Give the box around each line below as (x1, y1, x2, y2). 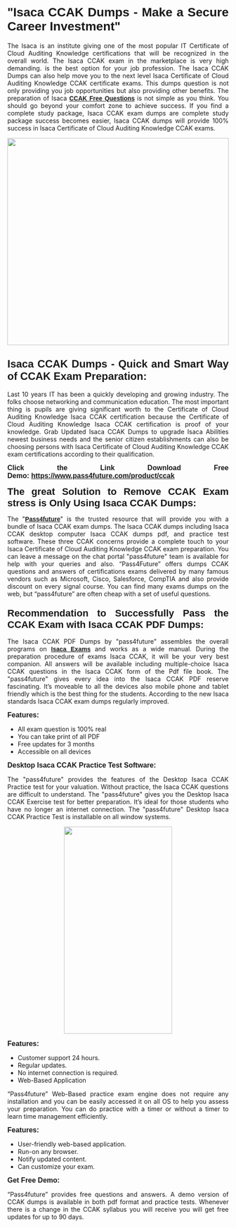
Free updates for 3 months (17, 740, 95, 749)
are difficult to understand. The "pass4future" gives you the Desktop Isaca (7, 790, 229, 799)
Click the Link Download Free (7, 463, 229, 472)
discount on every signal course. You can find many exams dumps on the (7, 582, 229, 590)
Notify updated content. (17, 1155, 87, 1164)
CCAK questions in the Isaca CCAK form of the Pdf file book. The (7, 668, 229, 676)
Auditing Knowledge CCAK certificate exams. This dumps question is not (7, 79, 229, 87)
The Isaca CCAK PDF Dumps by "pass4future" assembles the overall (7, 637, 229, 646)
